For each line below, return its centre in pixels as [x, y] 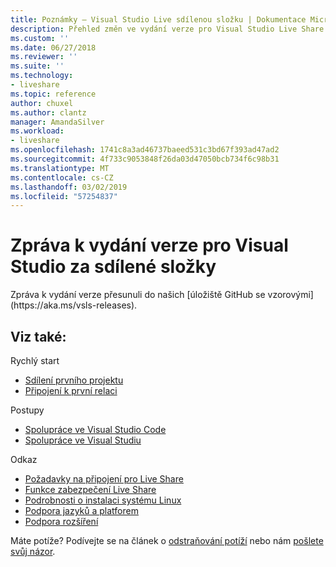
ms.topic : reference [53, 94]
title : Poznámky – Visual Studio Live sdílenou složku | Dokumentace [158, 19]
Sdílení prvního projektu [74, 380]
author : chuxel [42, 103]
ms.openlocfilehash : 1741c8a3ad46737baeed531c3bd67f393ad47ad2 [145, 150]
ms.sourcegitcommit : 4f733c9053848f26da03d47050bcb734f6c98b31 [145, 159]
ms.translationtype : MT [60, 168]
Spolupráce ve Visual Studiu [83, 440]
